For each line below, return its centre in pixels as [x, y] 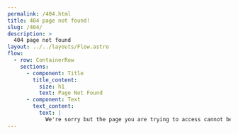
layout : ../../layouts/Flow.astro [58, 47]
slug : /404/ [25, 27]
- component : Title [55, 73]
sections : [35, 67]
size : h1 [52, 86]
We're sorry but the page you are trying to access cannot [134, 119]
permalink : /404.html [39, 14]
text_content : [53, 106]
